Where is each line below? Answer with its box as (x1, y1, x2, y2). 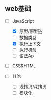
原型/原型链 (19, 28, 43, 34)
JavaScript (12, 18, 34, 24)
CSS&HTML (12, 63, 36, 69)
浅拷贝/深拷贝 (19, 84, 47, 90)
